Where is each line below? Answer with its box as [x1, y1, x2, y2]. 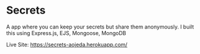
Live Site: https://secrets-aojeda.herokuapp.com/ [6, 41, 128, 48]
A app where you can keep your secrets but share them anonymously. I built [6, 23, 195, 30]
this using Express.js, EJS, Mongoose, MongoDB [6, 29, 126, 36]
